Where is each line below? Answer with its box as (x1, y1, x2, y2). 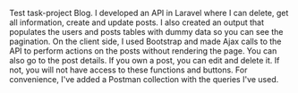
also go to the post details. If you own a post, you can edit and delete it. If (9, 55, 280, 65)
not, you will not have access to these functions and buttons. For (9, 64, 248, 75)
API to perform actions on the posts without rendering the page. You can (9, 46, 277, 56)
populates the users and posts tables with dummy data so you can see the (9, 27, 284, 37)
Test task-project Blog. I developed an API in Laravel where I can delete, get (9, 8, 289, 18)
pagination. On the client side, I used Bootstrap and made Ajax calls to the (9, 36, 282, 46)
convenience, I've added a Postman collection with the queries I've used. (9, 74, 279, 84)
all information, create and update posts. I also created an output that (9, 17, 264, 28)
